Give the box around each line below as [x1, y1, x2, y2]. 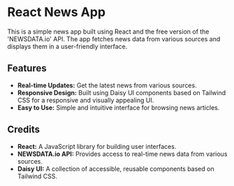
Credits [7, 124, 41, 136]
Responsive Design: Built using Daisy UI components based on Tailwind [17, 88, 226, 96]
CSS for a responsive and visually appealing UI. [17, 96, 154, 104]
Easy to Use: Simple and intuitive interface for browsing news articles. [17, 103, 220, 112]
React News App [7, 4, 106, 20]
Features [7, 62, 47, 74]
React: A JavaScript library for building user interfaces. [17, 142, 177, 150]
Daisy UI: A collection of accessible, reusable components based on [17, 164, 214, 173]
